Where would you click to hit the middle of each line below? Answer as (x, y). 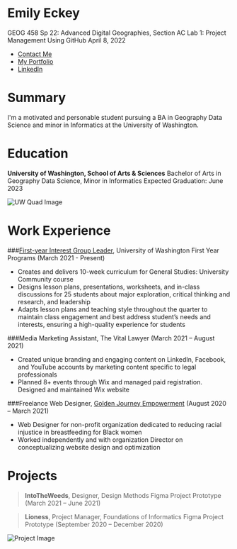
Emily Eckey (44, 13)
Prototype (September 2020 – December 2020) (94, 524)
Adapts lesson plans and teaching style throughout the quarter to (112, 309)
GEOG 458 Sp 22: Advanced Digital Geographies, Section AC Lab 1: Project (117, 33)
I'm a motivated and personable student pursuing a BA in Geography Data (115, 117)
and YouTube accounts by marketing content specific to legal (107, 367)
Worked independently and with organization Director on (100, 439)
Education (38, 154)
